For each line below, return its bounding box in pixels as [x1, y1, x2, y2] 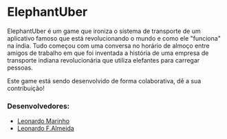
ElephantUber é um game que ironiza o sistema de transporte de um [7, 27, 201, 35]
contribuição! [7, 84, 45, 92]
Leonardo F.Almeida [17, 125, 74, 133]
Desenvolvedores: [7, 101, 70, 111]
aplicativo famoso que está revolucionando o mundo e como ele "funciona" [7, 34, 221, 42]
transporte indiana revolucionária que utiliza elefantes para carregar [7, 56, 200, 64]
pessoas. [7, 63, 33, 72]
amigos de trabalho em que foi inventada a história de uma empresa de [7, 49, 209, 57]
